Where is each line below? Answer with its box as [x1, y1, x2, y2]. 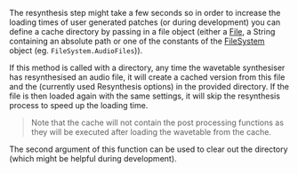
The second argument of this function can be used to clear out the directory [9, 144, 288, 154]
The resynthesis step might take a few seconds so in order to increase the [9, 8, 281, 18]
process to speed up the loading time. [9, 100, 149, 110]
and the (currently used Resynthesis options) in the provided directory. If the [9, 82, 290, 91]
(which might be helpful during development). [9, 153, 177, 163]
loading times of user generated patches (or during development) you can [9, 17, 281, 28]
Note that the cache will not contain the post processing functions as [30, 117, 285, 128]
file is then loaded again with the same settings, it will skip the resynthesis [9, 90, 280, 101]
